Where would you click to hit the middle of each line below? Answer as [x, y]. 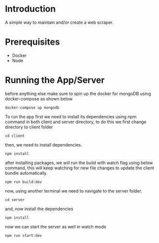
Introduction [30, 9]
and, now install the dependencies [39, 209]
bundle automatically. [26, 173]
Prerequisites [33, 42]
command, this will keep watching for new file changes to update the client [80, 168]
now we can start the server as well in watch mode [56, 227]
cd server [15, 200]
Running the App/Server [55, 80]
